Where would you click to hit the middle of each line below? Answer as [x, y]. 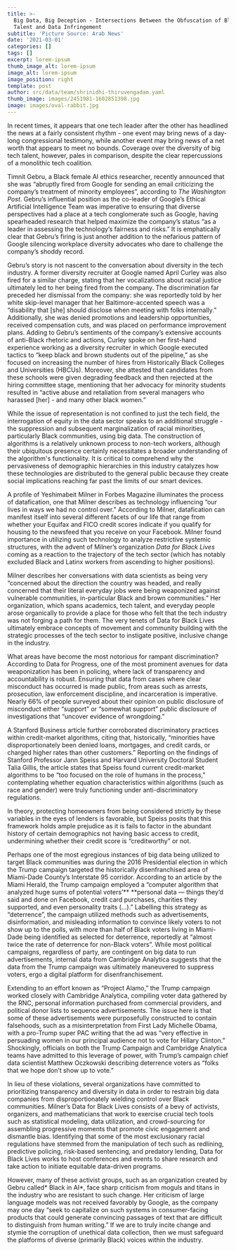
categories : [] [29, 46]
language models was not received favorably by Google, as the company [113, 1202]
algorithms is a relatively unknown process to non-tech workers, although [114, 443]
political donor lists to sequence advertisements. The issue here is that [110, 1010]
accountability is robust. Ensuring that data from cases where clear [104, 679]
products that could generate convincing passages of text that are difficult [115, 1217]
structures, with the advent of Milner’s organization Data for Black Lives [111, 547]
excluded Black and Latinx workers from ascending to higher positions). [111, 561]
